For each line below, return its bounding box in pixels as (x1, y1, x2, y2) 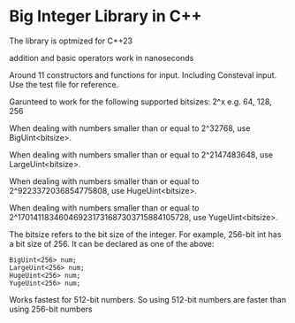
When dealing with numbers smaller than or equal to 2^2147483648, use (9, 149, 274, 160)
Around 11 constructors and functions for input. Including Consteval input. (9, 69, 277, 81)
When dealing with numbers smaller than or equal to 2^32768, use (9, 122, 251, 134)
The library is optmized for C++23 (9, 35, 133, 46)
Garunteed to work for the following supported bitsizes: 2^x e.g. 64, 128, (9, 96, 272, 107)
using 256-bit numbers (9, 304, 93, 314)
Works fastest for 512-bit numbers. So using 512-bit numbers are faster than (9, 294, 287, 304)
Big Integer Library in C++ (9, 6, 202, 27)
